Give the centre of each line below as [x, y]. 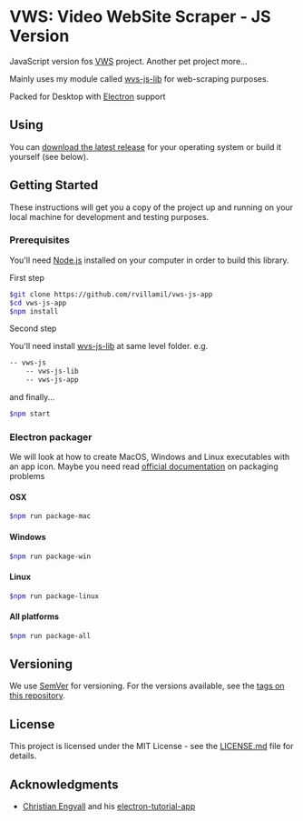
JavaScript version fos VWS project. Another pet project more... [128, 61]
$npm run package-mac [50, 516]
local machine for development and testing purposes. [109, 216]
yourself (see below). [49, 156]
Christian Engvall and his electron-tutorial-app [109, 806]
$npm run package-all [50, 636]
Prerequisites [39, 240]
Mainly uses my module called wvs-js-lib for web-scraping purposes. [139, 78]
